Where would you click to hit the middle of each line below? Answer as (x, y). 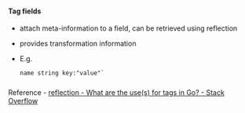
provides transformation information (78, 44)
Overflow (23, 100)
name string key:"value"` (62, 73)
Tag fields (25, 11)
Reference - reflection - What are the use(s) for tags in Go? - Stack (117, 92)
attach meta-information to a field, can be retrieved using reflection (128, 28)
